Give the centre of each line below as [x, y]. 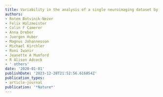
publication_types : [25, 78]
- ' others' [17, 64]
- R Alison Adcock [24, 60]
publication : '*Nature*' [30, 87]
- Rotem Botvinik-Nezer [29, 19]
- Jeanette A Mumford [27, 55]
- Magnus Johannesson [27, 42]
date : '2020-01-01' [25, 69]
